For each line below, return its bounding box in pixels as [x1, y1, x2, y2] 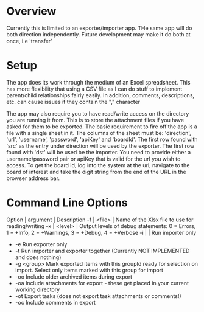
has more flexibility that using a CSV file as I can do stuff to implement [6, 85, 183, 92]
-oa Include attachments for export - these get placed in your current [15, 279, 189, 286]
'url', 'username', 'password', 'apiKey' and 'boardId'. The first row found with [6, 136, 198, 143]
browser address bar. [6, 175, 60, 182]
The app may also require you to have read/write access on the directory [6, 109, 189, 117]
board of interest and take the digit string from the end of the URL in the [6, 168, 187, 175]
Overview [6, 4, 57, 18]
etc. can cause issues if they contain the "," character [6, 98, 141, 105]
